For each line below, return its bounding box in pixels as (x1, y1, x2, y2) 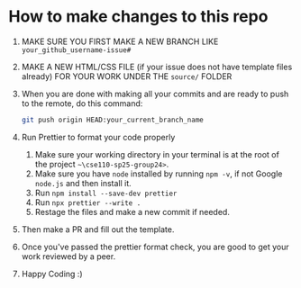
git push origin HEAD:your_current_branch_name (21, 115, 204, 124)
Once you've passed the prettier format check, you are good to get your (21, 241, 289, 252)
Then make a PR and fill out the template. (21, 223, 175, 235)
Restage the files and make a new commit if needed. (34, 206, 231, 217)
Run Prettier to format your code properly (21, 131, 176, 142)
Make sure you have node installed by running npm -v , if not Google (34, 168, 283, 179)
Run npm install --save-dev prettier (34, 187, 178, 198)
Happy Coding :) (21, 268, 83, 279)
